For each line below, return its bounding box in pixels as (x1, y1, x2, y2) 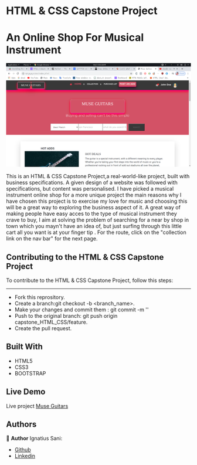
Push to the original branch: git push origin (14, 312, 118, 319)
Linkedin (14, 453, 36, 460)
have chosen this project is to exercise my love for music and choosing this (6, 198, 188, 205)
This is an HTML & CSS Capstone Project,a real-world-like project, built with (6, 173, 190, 180)
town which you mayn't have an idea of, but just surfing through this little (6, 223, 182, 230)
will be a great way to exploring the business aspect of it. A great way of (6, 204, 181, 211)
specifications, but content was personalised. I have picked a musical (6, 185, 174, 192)
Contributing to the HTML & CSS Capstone (6, 252, 164, 262)
